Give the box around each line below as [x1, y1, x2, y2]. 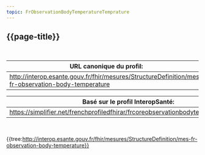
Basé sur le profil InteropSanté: [82, 98, 175, 106]
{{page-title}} [6, 32, 60, 42]
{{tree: [6, 135, 23, 143]
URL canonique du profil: [69, 62, 143, 71]
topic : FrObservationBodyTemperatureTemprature [6, 9, 130, 15]
